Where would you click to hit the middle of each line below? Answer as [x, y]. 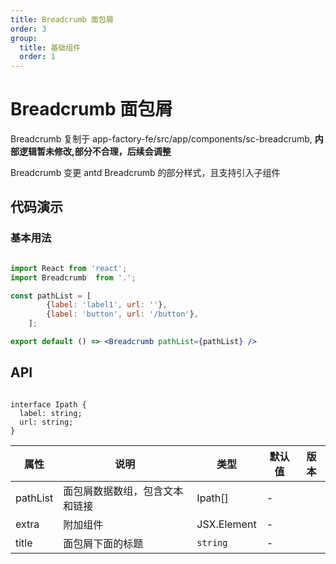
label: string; [51, 413]
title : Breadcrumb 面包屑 [62, 19]
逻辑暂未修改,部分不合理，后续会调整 [95, 152]
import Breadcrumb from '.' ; [73, 277]
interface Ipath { [48, 404]
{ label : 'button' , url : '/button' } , [122, 314]
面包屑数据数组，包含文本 [123, 491]
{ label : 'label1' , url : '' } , [107, 305]
